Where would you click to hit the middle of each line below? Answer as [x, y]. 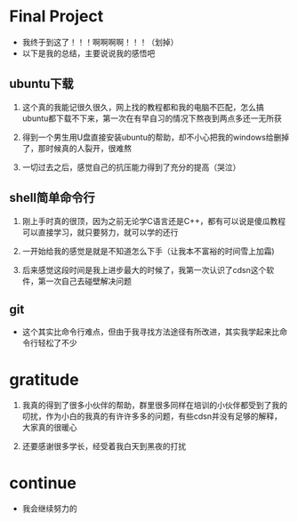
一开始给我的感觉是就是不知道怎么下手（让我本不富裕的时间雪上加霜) [148, 251]
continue [43, 483]
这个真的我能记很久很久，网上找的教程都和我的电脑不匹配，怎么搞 [143, 107]
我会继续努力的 [49, 509]
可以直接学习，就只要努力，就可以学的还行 [100, 232]
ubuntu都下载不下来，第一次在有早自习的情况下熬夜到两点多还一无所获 [152, 118]
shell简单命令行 [52, 198]
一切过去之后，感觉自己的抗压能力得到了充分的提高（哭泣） [131, 167]
